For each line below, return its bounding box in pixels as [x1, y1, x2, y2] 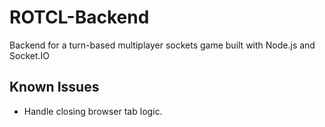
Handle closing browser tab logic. [23, 105, 163, 117]
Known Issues [9, 79, 100, 96]
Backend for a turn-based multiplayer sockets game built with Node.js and [9, 39, 316, 51]
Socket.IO [9, 49, 50, 61]
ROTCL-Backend [9, 6, 150, 29]
